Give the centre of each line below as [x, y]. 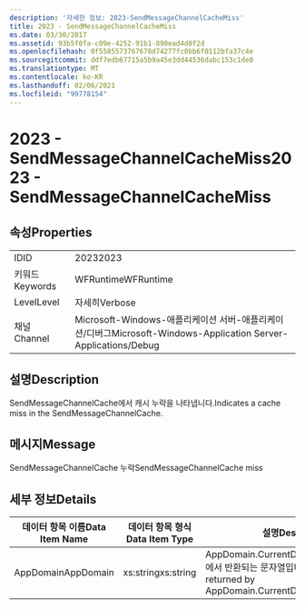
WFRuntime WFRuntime [124, 279]
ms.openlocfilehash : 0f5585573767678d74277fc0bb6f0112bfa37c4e [132, 52]
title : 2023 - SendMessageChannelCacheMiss [93, 26]
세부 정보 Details [53, 499]
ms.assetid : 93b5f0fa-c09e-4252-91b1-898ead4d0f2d [107, 43]
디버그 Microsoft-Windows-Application [169, 333]
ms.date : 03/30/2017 [49, 35]
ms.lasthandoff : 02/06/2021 [63, 85]
